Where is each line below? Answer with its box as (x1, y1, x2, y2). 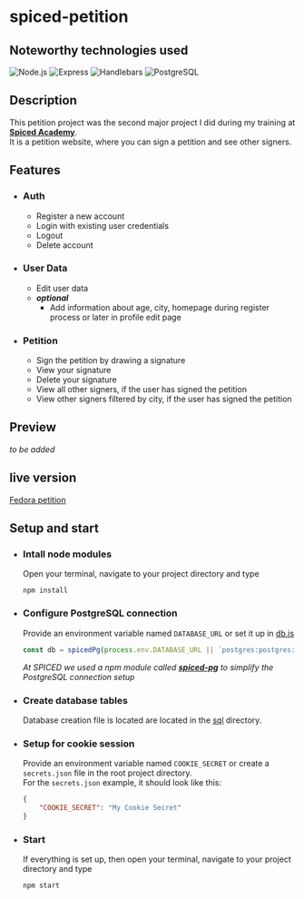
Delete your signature (35, 374, 117, 385)
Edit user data (35, 282, 89, 293)
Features (9, 163, 61, 178)
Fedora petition (9, 494, 66, 505)
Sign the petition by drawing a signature (35, 355, 186, 366)
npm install (22, 586, 68, 596)
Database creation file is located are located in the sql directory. (22, 715, 262, 726)
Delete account (35, 239, 93, 251)
